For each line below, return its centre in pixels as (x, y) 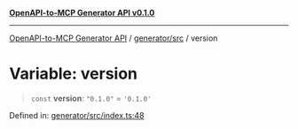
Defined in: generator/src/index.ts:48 (77, 115)
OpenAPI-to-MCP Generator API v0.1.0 (82, 13)
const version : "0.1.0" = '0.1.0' (91, 98)
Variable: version (74, 74)
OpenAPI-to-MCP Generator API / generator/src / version (114, 38)
